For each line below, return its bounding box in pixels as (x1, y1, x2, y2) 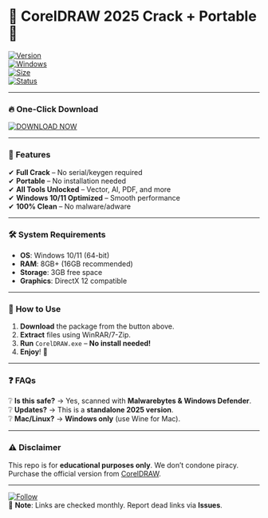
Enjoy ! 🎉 (19, 347, 48, 357)
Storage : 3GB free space (19, 267, 103, 277)
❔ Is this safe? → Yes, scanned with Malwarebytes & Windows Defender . (8, 396, 252, 406)
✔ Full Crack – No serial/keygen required (8, 167, 143, 177)
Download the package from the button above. (19, 321, 175, 331)
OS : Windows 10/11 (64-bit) (19, 250, 110, 260)
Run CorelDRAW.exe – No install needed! (19, 339, 152, 349)
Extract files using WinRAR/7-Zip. (19, 330, 132, 340)
